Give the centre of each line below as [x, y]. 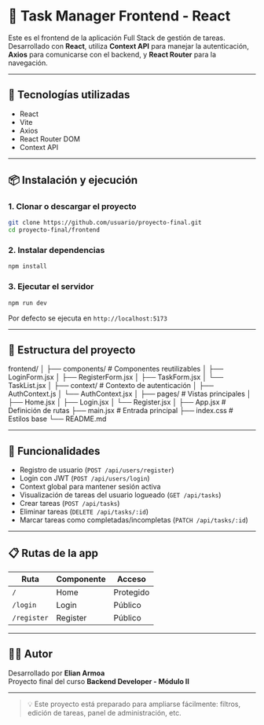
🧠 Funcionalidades [54, 451]
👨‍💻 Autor [31, 654]
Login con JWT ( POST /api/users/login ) [85, 478]
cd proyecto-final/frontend [54, 230]
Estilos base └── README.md [57, 419]
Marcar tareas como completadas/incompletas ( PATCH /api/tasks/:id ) [134, 520]
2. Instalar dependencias [57, 251]
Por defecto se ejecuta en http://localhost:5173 [88, 318]
